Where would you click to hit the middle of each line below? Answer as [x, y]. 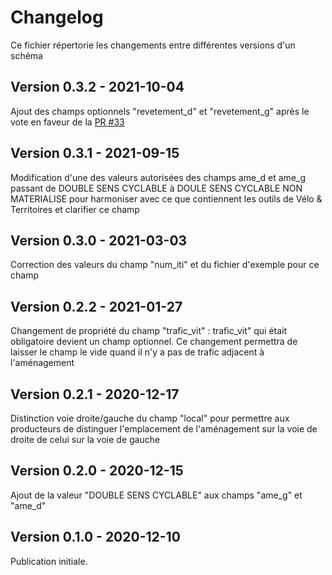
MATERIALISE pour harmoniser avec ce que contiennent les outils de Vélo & [166, 198]
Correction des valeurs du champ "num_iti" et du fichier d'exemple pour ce [165, 265]
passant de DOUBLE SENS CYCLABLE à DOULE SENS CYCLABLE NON [156, 188]
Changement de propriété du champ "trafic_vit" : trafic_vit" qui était [149, 331]
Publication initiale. [49, 561]
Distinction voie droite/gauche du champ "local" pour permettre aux [150, 418]
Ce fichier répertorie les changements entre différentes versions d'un [153, 45]
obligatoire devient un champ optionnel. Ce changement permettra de [154, 342]
